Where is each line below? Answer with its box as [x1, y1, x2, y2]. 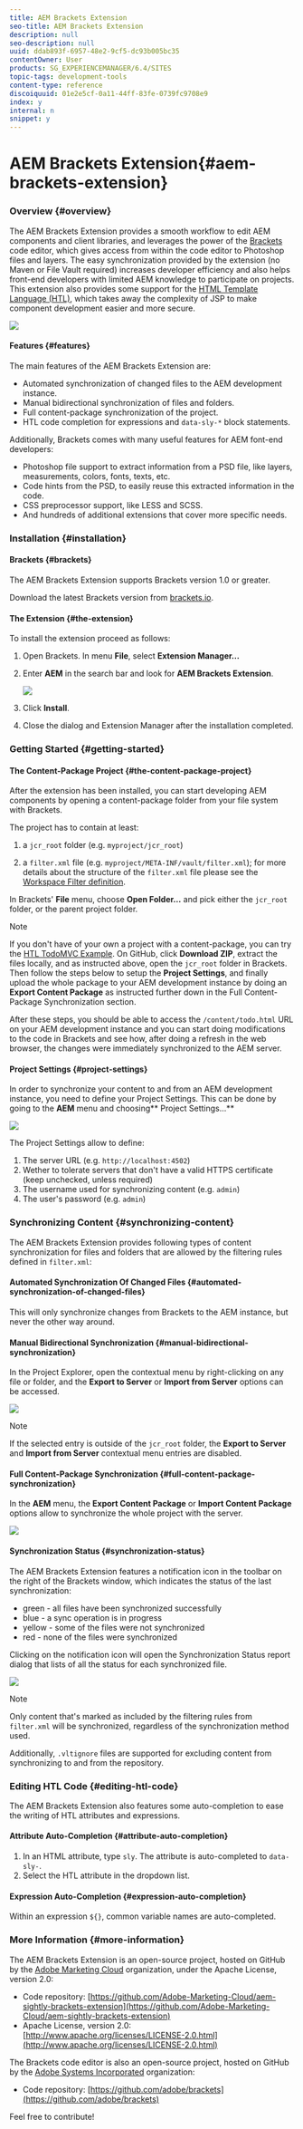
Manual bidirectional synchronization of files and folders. [22, 397, 235, 408]
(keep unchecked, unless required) [22, 1174, 154, 1185]
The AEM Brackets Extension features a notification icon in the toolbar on [9, 1565, 282, 1576]
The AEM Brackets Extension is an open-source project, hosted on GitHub [9, 1954, 286, 1965]
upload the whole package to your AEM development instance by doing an [9, 978, 288, 988]
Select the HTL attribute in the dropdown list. [22, 1870, 190, 1881]
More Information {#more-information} [9, 1933, 185, 1946]
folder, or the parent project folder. [9, 903, 138, 915]
